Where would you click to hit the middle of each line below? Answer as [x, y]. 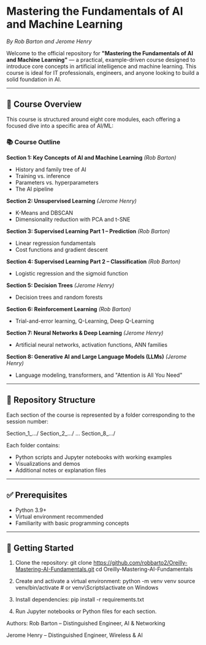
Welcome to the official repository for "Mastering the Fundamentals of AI [100, 53]
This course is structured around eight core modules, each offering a [93, 119]
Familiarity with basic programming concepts [72, 523]
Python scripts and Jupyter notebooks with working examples [93, 457]
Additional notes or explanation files [60, 470]
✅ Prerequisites [37, 495]
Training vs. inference [43, 176]
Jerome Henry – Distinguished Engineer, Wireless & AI [74, 635]
